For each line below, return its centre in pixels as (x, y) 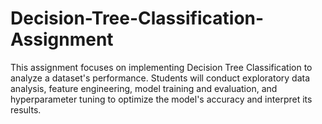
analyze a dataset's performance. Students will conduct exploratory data (160, 78)
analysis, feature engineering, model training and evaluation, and (144, 88)
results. (26, 109)
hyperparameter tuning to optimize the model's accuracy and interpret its (161, 99)
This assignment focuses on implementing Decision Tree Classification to (161, 67)
